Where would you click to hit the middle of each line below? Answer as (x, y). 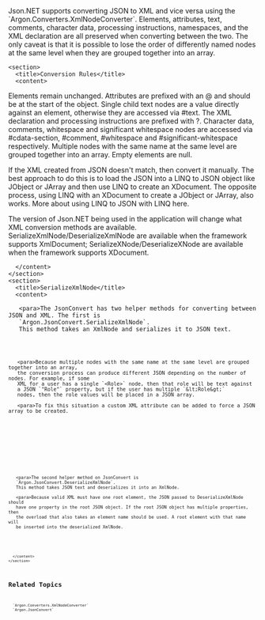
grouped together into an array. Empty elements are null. (100, 155)
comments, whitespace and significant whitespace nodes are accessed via (131, 129)
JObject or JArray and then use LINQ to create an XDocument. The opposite (132, 187)
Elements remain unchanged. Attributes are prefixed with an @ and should (129, 96)
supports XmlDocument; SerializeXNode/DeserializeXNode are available (126, 244)
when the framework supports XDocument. (79, 252)
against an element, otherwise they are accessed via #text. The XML (120, 113)
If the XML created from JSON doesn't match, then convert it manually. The (131, 170)
